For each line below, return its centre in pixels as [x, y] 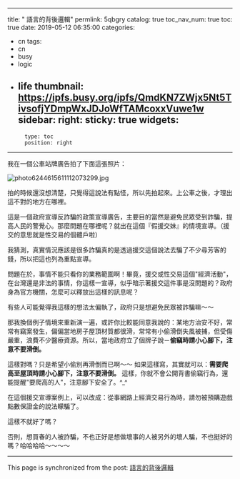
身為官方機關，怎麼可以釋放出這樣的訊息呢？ [73, 292]
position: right [49, 143]
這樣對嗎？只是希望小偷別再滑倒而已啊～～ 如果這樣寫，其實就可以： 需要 [115, 364]
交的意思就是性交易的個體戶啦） [54, 234]
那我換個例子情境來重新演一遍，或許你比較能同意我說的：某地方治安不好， [117, 322]
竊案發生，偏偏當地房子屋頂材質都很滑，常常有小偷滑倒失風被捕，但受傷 [126, 331]
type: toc [39, 137]
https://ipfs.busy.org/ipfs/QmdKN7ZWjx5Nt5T [125, 98]
